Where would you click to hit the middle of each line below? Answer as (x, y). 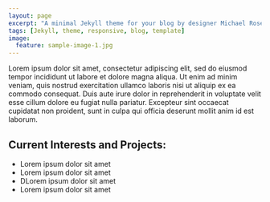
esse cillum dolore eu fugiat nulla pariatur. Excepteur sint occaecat (119, 103)
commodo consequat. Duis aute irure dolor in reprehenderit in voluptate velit (135, 94)
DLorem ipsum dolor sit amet (68, 180)
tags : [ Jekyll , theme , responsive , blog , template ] (96, 30)
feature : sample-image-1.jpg (64, 46)
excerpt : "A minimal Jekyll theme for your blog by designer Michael (127, 23)
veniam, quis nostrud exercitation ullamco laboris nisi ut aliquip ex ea (122, 86)
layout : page (30, 16)
